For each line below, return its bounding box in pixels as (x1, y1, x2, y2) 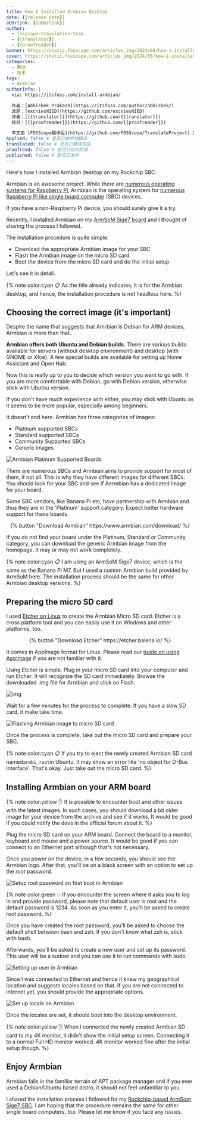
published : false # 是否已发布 (6, 152, 79, 158)
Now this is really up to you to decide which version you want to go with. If (6, 371, 189, 379)
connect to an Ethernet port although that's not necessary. (6, 844, 150, 851)
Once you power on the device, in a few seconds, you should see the (6, 855, 176, 862)
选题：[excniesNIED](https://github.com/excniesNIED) (11, 108, 145, 114)
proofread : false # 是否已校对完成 (6, 147, 88, 153)
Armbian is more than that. (6, 329, 71, 337)
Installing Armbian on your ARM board (6, 782, 151, 792)
